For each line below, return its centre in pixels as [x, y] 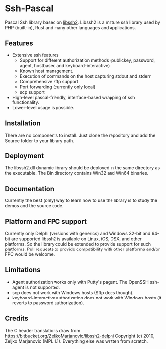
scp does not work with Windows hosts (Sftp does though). [73, 292]
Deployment [25, 156]
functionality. [26, 102]
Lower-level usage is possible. [43, 107]
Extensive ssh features [35, 55]
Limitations [23, 270]
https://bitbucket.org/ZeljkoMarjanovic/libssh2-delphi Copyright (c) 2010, [80, 336]
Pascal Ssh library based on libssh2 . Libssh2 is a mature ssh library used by [83, 22]
